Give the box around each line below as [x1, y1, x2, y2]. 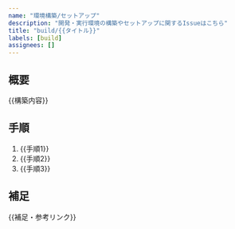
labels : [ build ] [8, 34, 62, 42]
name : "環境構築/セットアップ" [8, 11, 100, 20]
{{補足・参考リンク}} [8, 212, 76, 222]
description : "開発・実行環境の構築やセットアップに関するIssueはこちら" [8, 19, 229, 27]
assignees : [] [8, 41, 56, 49]
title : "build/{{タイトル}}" [8, 26, 100, 34]
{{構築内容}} [8, 95, 49, 105]
